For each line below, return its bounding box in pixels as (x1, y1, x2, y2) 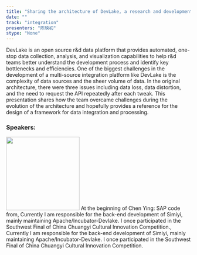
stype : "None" (6, 30, 41, 36)
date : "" (6, 14, 28, 20)
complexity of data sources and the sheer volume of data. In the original (6, 77, 181, 85)
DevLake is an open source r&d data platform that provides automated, (6, 46, 177, 53)
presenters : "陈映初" (6, 25, 56, 31)
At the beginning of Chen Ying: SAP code (80, 205, 181, 212)
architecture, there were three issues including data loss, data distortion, (6, 84, 181, 91)
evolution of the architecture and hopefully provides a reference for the (6, 103, 178, 110)
